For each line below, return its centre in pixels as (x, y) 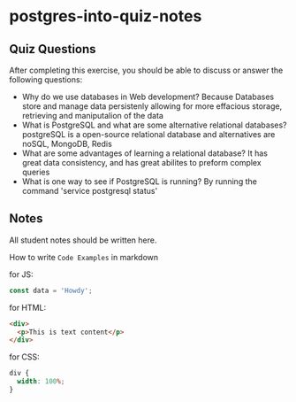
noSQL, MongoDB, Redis (67, 144)
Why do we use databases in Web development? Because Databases (148, 97)
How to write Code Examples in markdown (84, 257)
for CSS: (24, 357)
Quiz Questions (53, 49)
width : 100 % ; (41, 382)
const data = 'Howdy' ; (51, 290)
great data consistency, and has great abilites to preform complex (142, 162)
